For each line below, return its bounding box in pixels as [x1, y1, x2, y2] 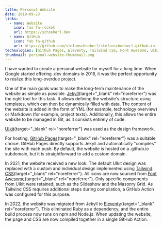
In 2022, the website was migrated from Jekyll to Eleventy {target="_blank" [5, 201, 155, 207]
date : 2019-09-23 [5, 12, 40, 17]
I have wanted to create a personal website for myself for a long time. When [5, 66, 157, 72]
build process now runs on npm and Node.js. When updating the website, [5, 211, 152, 217]
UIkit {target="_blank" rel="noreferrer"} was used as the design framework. [5, 126, 155, 132]
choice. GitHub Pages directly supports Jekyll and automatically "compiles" [5, 141, 156, 147]
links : [5, 16, 18, 21]
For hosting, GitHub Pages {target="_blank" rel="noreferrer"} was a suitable [5, 135, 156, 141]
